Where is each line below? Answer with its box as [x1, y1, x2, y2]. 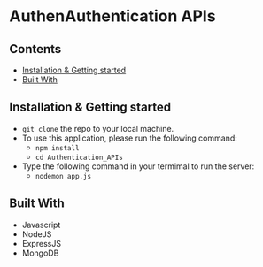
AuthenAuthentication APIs [9, 6, 216, 27]
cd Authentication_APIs [35, 153, 124, 162]
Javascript [21, 219, 61, 230]
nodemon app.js [35, 172, 91, 180]
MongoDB [21, 248, 59, 258]
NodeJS [21, 228, 52, 240]
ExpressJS [21, 238, 62, 248]
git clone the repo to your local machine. [21, 123, 174, 133]
